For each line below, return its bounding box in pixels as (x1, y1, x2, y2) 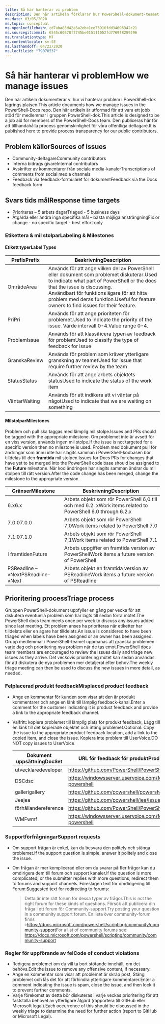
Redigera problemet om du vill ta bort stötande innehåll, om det (12, 961, 140, 967)
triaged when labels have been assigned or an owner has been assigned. (5, 633, 153, 639)
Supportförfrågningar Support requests (5, 833, 101, 840)
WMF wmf (14, 816, 38, 823)
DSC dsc (14, 777, 34, 784)
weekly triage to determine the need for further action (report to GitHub (12, 1008, 157, 1014)
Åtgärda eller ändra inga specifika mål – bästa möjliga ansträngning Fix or (12, 214, 160, 220)
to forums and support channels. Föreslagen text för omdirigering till (12, 880, 151, 886)
